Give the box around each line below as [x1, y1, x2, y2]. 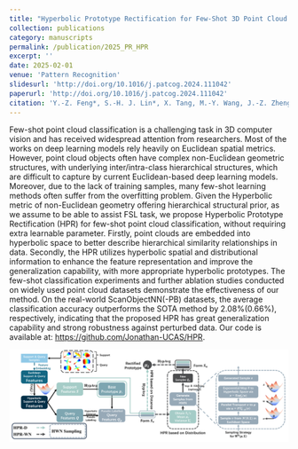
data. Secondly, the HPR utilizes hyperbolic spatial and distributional [9, 247, 259, 257]
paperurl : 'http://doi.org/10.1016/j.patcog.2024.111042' [9, 89, 228, 98]
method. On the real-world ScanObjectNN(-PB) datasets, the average [9, 294, 263, 304]
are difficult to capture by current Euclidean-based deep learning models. [9, 171, 278, 182]
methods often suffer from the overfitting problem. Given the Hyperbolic [9, 190, 273, 201]
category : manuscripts [9, 33, 93, 42]
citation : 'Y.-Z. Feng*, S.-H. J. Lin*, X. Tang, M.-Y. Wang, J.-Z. [9, 98, 268, 107]
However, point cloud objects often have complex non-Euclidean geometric [9, 152, 286, 163]
